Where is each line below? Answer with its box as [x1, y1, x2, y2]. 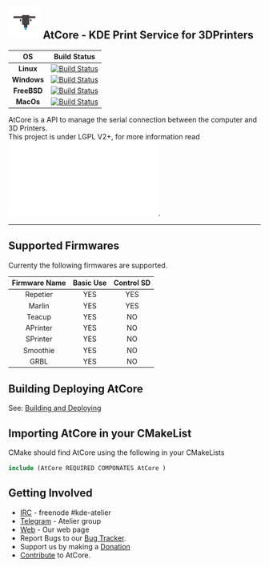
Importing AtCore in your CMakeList [8, 426, 192, 440]
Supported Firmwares [8, 239, 120, 253]
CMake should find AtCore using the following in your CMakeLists [8, 448, 225, 457]
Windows [11, 74, 44, 84]
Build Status [53, 52, 96, 62]
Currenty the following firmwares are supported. [8, 260, 168, 270]
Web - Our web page [19, 525, 90, 534]
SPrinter [25, 334, 53, 344]
